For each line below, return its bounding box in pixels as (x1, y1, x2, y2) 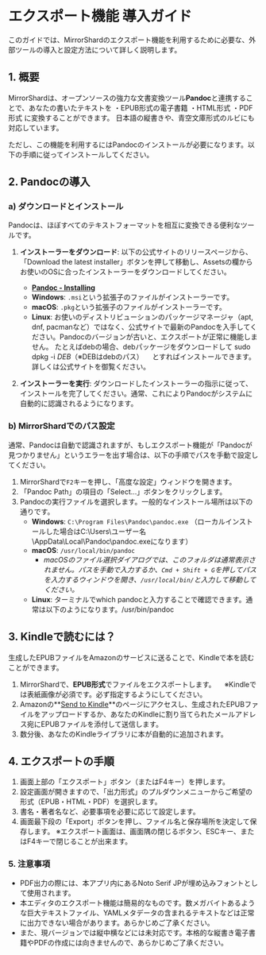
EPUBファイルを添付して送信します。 (40, 719, 163, 729)
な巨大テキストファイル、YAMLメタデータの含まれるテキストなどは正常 (19, 907, 255, 918)
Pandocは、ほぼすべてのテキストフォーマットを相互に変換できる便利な (8, 220, 241, 230)
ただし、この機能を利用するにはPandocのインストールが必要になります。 (8, 140, 249, 149)
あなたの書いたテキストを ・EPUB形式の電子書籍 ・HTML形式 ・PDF (29, 102, 253, 112)
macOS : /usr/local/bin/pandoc (31, 545, 136, 555)
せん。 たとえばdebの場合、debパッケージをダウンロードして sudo (31, 342, 252, 352)
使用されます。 (26, 887, 75, 898)
